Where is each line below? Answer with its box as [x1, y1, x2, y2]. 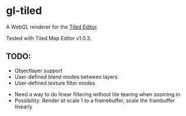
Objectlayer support [14, 67, 63, 74]
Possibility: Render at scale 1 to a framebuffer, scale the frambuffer [14, 97, 175, 104]
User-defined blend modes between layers [14, 73, 118, 80]
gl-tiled [6, 4, 43, 17]
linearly [14, 103, 33, 110]
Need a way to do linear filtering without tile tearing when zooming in [14, 90, 181, 97]
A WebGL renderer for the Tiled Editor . [6, 23, 98, 30]
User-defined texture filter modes [14, 79, 96, 86]
